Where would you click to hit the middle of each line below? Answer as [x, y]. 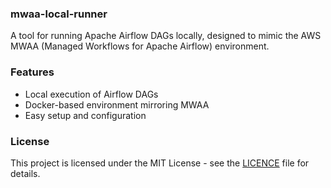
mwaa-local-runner [59, 14]
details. [25, 173]
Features [32, 72]
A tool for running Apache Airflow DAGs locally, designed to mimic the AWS [166, 36]
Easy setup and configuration [85, 115]
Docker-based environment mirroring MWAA [117, 104]
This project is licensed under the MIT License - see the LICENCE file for [160, 163]
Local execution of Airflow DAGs [91, 94]
